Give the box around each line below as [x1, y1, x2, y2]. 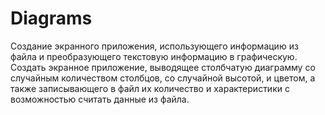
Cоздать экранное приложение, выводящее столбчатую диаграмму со [10, 61, 316, 73]
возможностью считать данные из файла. [10, 93, 190, 105]
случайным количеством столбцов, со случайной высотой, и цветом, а [10, 72, 316, 84]
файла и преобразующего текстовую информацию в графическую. [10, 50, 298, 62]
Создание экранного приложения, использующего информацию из [10, 40, 299, 52]
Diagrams [10, 7, 93, 30]
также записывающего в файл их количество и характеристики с [10, 82, 290, 94]
